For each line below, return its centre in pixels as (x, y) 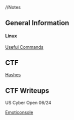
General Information (37, 23)
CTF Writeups (27, 91)
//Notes (13, 7)
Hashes (13, 75)
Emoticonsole (19, 112)
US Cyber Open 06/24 (28, 103)
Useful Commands (24, 47)
